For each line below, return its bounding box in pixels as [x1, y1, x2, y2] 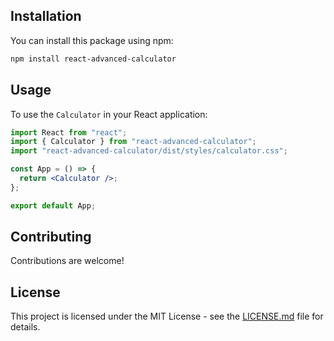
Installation [10, 8, 82, 25]
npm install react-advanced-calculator [10, 54, 177, 64]
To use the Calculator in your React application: [10, 108, 208, 120]
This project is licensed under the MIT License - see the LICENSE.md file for [10, 310, 324, 323]
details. [10, 321, 41, 333]
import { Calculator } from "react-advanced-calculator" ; [10, 137, 257, 147]
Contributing [10, 229, 92, 246]
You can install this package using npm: [10, 34, 174, 46]
